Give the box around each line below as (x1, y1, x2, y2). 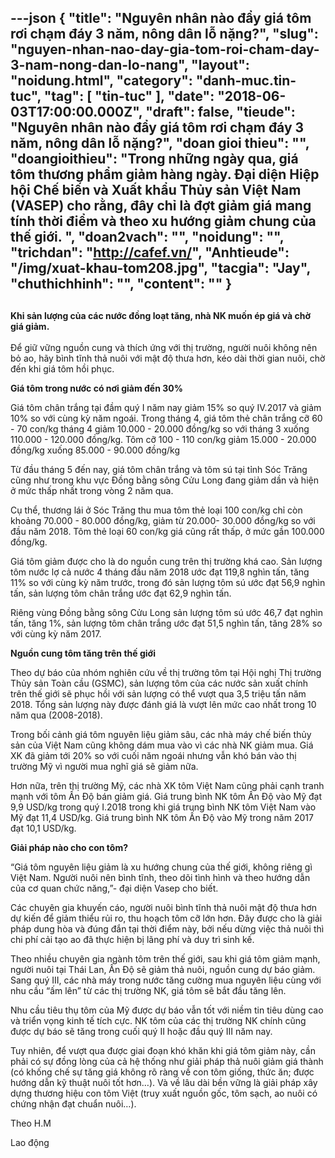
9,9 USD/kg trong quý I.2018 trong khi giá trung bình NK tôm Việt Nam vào (10, 801, 317, 813)
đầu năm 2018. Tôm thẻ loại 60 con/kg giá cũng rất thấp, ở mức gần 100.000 (10, 526, 325, 538)
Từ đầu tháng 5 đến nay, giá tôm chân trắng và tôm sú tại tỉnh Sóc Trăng (10, 464, 308, 476)
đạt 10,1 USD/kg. (10, 822, 77, 835)
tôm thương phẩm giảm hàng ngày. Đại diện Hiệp (10, 166, 320, 183)
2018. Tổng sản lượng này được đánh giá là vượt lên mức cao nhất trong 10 (10, 699, 317, 711)
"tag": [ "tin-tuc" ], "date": (43, 88, 215, 105)
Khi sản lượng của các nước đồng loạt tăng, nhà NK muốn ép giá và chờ (10, 309, 311, 321)
